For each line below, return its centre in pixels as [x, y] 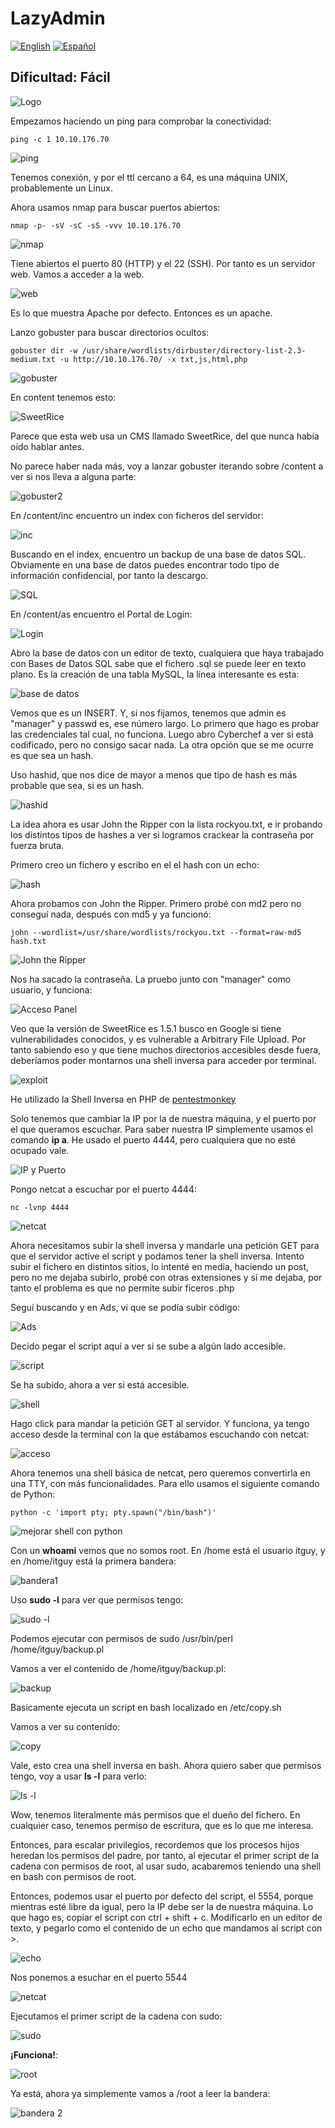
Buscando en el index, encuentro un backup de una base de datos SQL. [158, 554]
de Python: [33, 1494]
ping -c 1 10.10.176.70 [60, 139]
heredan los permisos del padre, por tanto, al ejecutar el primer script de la [165, 1855]
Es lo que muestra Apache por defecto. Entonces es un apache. [141, 313]
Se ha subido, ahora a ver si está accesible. [100, 1384]
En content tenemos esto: [63, 397]
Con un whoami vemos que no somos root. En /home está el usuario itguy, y [168, 1550]
